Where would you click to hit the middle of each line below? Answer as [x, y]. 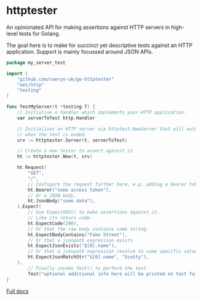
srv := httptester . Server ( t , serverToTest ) [72, 140]
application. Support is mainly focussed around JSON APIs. [80, 51]
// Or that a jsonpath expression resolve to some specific [105, 252]
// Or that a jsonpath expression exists [81, 240]
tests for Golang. [40, 33]
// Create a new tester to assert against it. [76, 151]
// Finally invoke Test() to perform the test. [88, 268]
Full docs [17, 291]
